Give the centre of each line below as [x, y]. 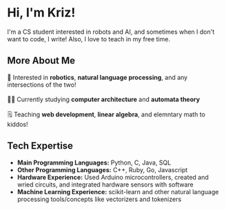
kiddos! [18, 124]
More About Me [41, 61]
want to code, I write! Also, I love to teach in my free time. [89, 39]
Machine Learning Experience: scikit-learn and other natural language [118, 191]
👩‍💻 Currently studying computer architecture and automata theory [104, 99]
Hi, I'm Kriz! [41, 13]
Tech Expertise [40, 146]
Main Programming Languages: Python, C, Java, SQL [94, 162]
